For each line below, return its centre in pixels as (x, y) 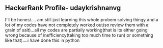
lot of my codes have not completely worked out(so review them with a (77, 25)
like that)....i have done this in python (42, 40)
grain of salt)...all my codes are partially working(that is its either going (77, 30)
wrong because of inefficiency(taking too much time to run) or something (79, 35)
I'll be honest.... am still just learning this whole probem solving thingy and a (82, 19)
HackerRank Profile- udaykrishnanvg (63, 8)
